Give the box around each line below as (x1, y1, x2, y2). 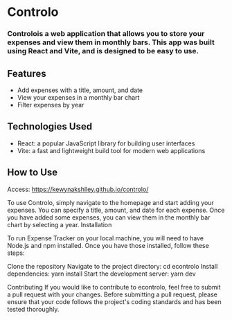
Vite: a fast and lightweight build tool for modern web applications (17, 146, 206, 154)
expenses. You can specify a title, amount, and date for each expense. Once (7, 206, 225, 214)
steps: (7, 249, 25, 257)
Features (7, 67, 46, 80)
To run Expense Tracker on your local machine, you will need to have (7, 233, 204, 242)
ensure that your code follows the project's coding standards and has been (7, 297, 222, 305)
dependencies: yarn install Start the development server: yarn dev (7, 269, 196, 278)
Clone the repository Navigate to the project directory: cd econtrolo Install (7, 262, 218, 270)
